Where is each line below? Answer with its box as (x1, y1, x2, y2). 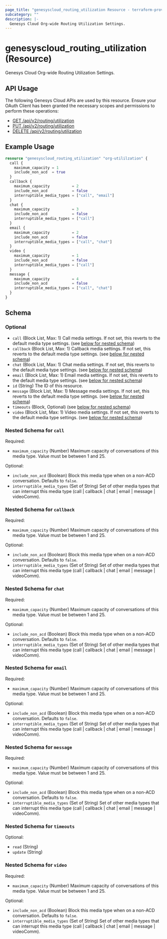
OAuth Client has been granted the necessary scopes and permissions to (5, 103, 155, 109)
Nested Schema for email (5, 664, 67, 671)
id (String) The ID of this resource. (12, 382, 83, 389)
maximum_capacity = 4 (14, 276, 79, 282)
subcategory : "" (5, 12, 39, 17)
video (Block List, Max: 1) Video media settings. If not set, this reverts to (12, 409, 159, 415)
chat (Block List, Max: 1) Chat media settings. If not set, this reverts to (12, 361, 155, 367)
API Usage (5, 84, 38, 93)
